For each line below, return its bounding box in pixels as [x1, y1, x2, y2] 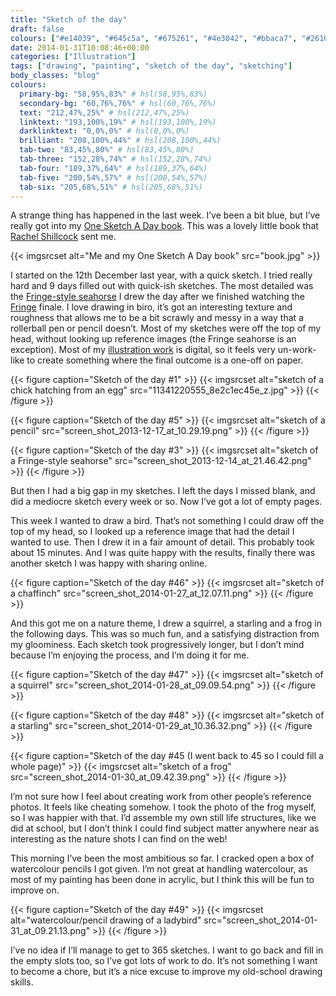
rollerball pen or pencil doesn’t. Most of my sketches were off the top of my [10, 322, 322, 335]
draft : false [10, 24, 65, 34]
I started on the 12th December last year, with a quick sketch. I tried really [10, 269, 313, 281]
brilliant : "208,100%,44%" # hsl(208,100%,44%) [19, 136, 222, 146]
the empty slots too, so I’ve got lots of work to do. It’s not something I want [10, 955, 318, 967]
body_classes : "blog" [10, 71, 101, 81]
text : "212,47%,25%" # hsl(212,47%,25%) [19, 107, 190, 118]
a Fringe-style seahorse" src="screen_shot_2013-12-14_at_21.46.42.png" [10, 455, 312, 467]
